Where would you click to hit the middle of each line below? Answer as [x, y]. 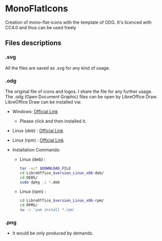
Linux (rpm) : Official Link [38, 140]
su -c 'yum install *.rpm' [47, 210]
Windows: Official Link [35, 111]
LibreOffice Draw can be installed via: [43, 102]
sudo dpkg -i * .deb [40, 182]
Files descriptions [33, 43]
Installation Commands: [36, 150]
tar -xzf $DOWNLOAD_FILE [45, 168]
